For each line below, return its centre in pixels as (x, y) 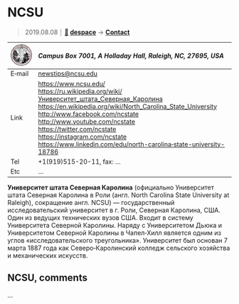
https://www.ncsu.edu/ (71, 83)
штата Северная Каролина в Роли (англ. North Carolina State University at (118, 195)
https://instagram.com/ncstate (82, 137)
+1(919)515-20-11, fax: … (79, 162)
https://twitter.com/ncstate (77, 129)
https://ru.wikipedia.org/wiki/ (80, 91)
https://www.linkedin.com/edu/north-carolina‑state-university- (132, 144)
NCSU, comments (47, 278)
